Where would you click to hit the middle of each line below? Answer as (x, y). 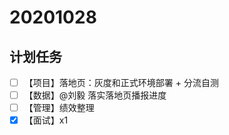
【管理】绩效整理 (59, 108)
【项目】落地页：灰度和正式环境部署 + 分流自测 (121, 82)
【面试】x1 (46, 120)
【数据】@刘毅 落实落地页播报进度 (95, 95)
